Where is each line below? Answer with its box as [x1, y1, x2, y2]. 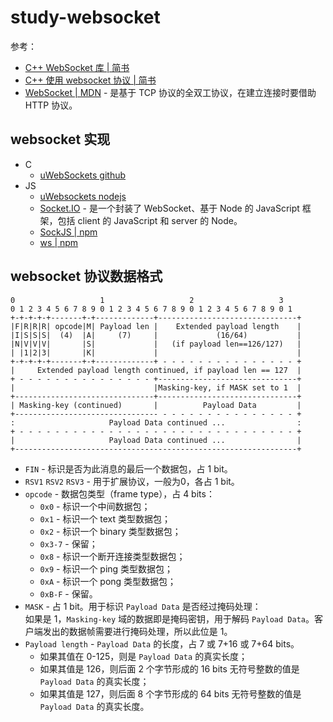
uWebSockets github [39, 169, 127, 181]
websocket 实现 [10, 131, 111, 148]
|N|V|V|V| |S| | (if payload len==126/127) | [10, 339, 302, 349]
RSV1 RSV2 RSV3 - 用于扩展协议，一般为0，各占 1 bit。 [24, 475, 240, 487]
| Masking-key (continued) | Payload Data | [10, 400, 302, 410]
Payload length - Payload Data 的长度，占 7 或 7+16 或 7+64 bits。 [24, 637, 300, 650]
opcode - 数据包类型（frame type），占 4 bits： [24, 487, 215, 500]
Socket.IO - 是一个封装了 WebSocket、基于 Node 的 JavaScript [39, 202, 300, 214]
